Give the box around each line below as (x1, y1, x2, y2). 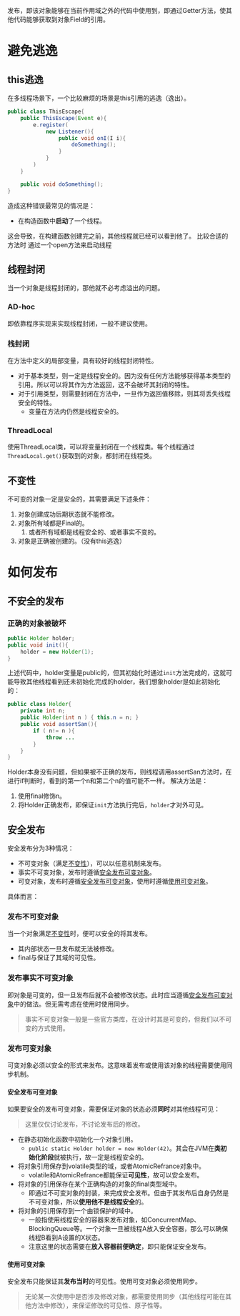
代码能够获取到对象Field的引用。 (13, 15, 109, 24)
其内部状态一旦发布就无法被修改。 (17, 944, 119, 953)
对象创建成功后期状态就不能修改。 (17, 510, 119, 519)
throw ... (45, 734, 75, 741)
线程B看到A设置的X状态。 (28, 1233, 104, 1242)
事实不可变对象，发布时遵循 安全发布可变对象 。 (17, 868, 156, 877)
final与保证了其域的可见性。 (17, 953, 100, 962)
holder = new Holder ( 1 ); (20, 648, 94, 655)
